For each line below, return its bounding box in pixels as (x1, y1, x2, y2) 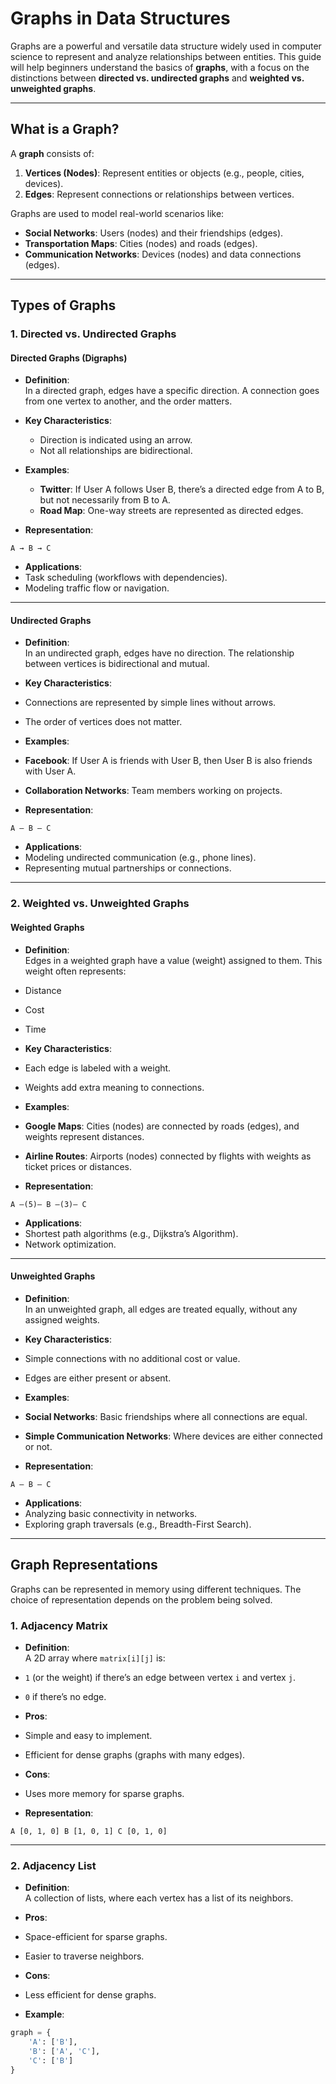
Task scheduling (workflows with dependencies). (24, 572, 228, 584)
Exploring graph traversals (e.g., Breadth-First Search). (24, 1518, 252, 1530)
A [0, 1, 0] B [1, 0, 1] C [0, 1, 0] (10, 1826, 168, 1836)
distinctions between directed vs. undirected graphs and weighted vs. (10, 72, 305, 84)
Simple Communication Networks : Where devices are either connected (24, 1430, 323, 1442)
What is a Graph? (10, 121, 120, 138)
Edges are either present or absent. (24, 1372, 172, 1384)
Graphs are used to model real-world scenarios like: (10, 207, 225, 219)
